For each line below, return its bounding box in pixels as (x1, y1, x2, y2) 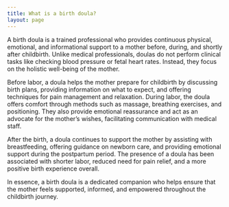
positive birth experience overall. (7, 164, 100, 173)
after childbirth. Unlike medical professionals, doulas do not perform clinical (7, 50, 221, 58)
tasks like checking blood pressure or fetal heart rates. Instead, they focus (7, 57, 217, 65)
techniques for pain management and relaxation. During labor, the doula (7, 92, 210, 100)
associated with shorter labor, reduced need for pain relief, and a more (7, 157, 207, 165)
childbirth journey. (7, 192, 58, 200)
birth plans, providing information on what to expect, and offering (7, 85, 191, 94)
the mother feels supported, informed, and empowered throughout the (7, 185, 206, 193)
